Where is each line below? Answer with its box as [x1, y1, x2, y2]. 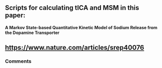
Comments [5, 58, 31, 65]
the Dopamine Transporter [5, 30, 59, 35]
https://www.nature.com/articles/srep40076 [5, 44, 144, 52]
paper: [5, 11, 26, 20]
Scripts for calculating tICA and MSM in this [5, 4, 139, 12]
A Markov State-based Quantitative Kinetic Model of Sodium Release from [5, 24, 158, 30]
